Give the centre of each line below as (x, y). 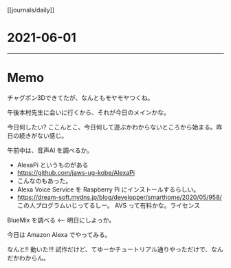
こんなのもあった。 (44, 181)
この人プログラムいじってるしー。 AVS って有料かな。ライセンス (109, 205)
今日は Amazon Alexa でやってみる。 (59, 234)
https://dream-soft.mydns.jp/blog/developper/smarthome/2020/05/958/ (119, 197)
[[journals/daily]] (31, 10)
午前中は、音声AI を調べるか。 (50, 150)
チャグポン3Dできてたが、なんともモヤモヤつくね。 (80, 97)
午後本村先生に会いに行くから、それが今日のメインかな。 (88, 112)
